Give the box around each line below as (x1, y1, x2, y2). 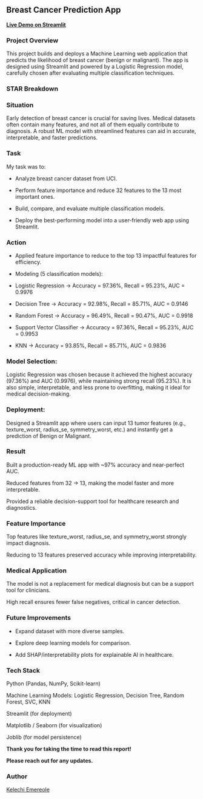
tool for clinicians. (6, 586, 51, 594)
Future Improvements (6, 614, 72, 622)
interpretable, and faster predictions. (6, 134, 98, 142)
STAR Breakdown (6, 84, 59, 93)
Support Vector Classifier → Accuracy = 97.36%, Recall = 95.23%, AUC (15, 323, 194, 331)
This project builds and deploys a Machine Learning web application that (6, 50, 188, 57)
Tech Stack (6, 666, 41, 674)
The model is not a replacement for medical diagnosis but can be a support (6, 580, 194, 588)
